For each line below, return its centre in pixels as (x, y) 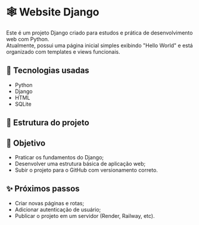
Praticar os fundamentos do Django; (59, 157)
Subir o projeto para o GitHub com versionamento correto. (86, 170)
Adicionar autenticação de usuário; (58, 209)
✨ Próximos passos (43, 189)
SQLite (23, 104)
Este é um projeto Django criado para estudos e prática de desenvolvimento (99, 33)
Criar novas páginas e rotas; (49, 203)
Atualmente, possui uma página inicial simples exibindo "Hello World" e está (99, 45)
